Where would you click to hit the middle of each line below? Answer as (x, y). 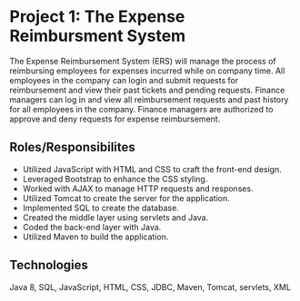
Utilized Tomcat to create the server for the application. (126, 198)
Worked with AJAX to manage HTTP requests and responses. (138, 189)
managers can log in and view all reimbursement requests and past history (149, 99)
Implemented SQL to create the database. (100, 208)
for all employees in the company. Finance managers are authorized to (141, 109)
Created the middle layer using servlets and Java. (115, 217)
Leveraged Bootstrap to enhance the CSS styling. (115, 179)
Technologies (49, 265)
